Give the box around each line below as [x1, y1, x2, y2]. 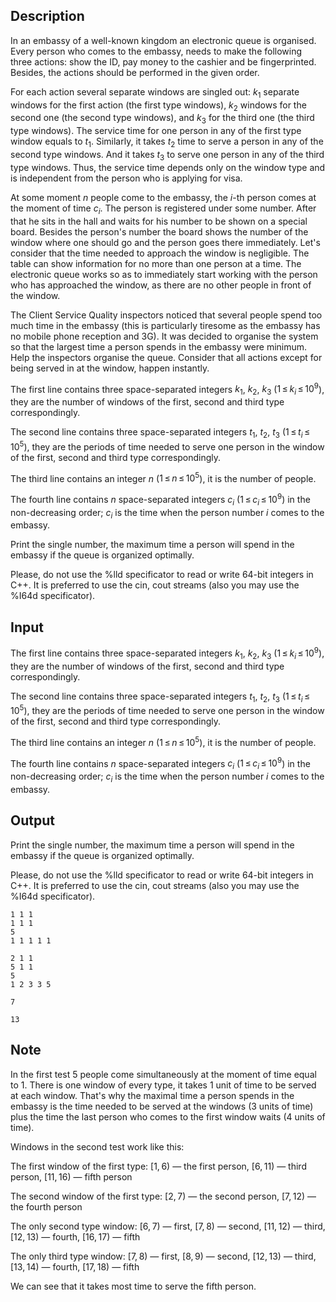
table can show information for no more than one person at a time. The [10, 257, 302, 269]
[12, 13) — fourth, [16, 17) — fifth [10, 1230, 141, 1243]
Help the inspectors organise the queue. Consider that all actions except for [10, 351, 323, 363]
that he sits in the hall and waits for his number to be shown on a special [10, 215, 308, 227]
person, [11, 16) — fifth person [10, 1170, 133, 1183]
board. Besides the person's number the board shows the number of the [10, 225, 309, 238]
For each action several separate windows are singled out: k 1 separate [10, 85, 300, 100]
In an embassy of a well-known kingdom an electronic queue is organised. [10, 34, 317, 46]
